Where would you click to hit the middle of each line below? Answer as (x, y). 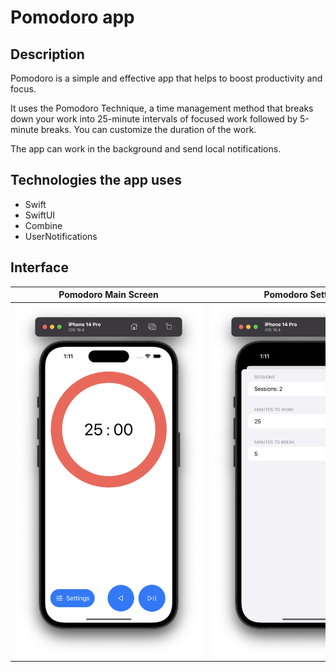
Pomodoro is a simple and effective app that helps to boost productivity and (166, 78)
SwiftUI (40, 215)
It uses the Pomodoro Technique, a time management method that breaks (162, 108)
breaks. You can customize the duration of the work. (148, 129)
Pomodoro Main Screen (108, 295)
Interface (39, 267)
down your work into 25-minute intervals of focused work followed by (154, 119)
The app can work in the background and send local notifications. (146, 149)
